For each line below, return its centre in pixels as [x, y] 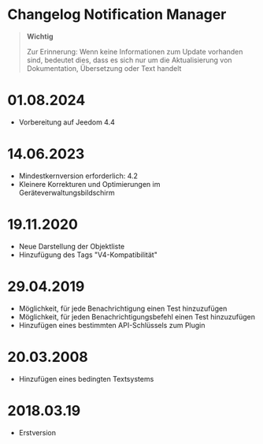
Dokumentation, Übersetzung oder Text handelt [104, 68]
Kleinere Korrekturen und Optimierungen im [89, 184]
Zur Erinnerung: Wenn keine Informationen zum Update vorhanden [135, 51]
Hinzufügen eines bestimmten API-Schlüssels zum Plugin [112, 325]
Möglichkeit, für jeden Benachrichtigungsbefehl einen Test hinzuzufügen [137, 316]
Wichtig [40, 36]
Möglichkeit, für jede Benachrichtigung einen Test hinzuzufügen [123, 308]
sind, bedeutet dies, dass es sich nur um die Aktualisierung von [130, 60]
